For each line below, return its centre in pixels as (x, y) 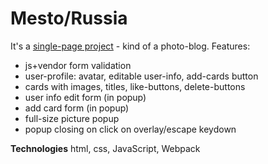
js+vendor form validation (78, 65)
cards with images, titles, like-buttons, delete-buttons (135, 86)
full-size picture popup (72, 118)
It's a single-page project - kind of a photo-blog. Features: (130, 46)
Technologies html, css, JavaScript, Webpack (105, 148)
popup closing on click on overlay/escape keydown (130, 129)
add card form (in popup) (77, 108)
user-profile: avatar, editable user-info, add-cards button (141, 76)
